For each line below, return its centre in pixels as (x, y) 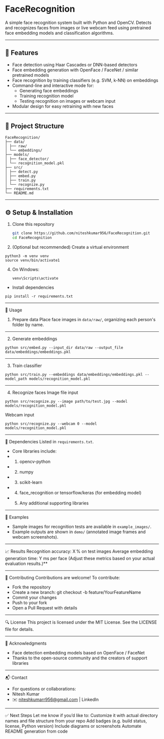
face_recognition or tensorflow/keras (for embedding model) (80, 493)
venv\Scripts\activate (35, 279)
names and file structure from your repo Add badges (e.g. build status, (76, 721)
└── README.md (20, 193)
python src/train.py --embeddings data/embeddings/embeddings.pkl (74, 375)
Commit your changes (34, 598)
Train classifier (27, 366)
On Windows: (26, 269)
